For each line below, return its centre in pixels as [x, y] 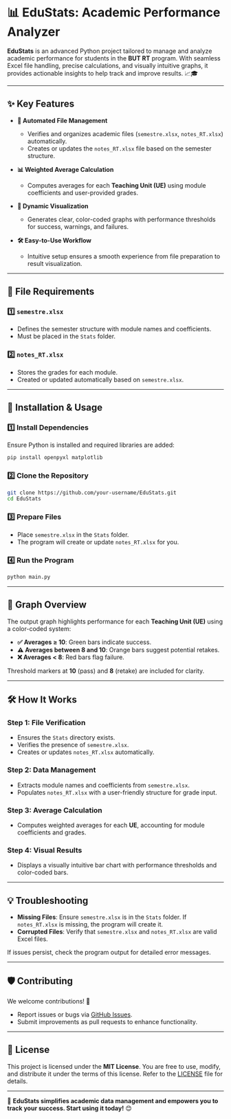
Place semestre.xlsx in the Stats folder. [73, 534]
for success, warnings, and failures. [78, 226]
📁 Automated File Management [62, 120]
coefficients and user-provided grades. [83, 192]
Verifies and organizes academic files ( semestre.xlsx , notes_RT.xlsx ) [125, 133]
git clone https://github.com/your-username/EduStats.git [92, 492]
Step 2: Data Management [52, 770]
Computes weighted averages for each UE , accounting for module [111, 825]
